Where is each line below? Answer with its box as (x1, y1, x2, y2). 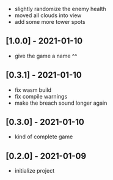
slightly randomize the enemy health (14, 6, 106, 12)
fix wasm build (14, 86, 52, 94)
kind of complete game (14, 133, 73, 140)
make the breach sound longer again (14, 99, 108, 107)
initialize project (14, 167, 55, 174)
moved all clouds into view (14, 12, 82, 19)
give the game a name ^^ (14, 52, 78, 59)
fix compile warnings (14, 92, 68, 100)
